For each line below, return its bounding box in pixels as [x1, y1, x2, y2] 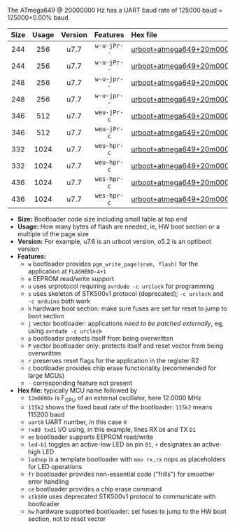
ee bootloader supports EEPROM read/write [27, 433, 154, 441]
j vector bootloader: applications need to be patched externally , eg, [27, 319, 224, 327]
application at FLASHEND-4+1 [27, 267, 107, 276]
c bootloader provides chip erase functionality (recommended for [27, 364, 217, 372]
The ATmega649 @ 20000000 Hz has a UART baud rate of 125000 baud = [7, 6, 223, 14]
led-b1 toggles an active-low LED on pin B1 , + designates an [27, 440, 201, 448]
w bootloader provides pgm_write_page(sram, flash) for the [27, 259, 199, 268]
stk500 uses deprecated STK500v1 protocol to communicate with [27, 492, 216, 501]
